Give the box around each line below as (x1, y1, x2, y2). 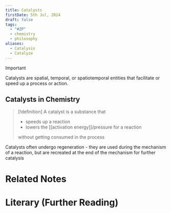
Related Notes (5, 173, 67, 185)
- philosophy (10, 37, 38, 42)
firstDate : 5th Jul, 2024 (5, 12, 60, 17)
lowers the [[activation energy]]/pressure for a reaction (25, 124, 142, 130)
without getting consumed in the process (17, 134, 105, 140)
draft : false (5, 17, 33, 22)
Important (5, 65, 26, 71)
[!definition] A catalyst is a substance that (17, 109, 106, 115)
